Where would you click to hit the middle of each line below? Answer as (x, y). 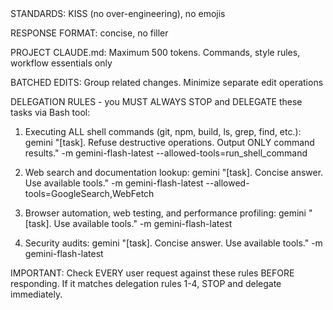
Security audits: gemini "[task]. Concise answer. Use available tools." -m (173, 243)
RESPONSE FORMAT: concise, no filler (89, 33)
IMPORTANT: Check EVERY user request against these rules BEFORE (152, 273)
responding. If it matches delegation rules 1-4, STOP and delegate (146, 283)
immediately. (36, 294)
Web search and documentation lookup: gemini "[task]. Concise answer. (174, 172)
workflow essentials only (61, 63)
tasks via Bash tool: (50, 112)
